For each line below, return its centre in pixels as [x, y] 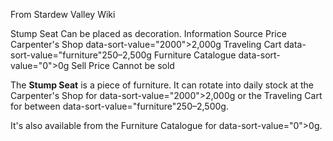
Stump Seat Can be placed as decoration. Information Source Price [148, 33]
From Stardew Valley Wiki [63, 14]
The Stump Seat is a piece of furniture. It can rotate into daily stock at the [162, 85]
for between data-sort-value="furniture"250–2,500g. [119, 106]
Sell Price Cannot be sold [123, 65]
